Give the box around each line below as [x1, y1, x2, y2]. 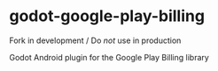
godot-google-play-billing [9, 6, 206, 26]
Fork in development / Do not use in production [9, 35, 182, 46]
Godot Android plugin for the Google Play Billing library [9, 52, 210, 62]
